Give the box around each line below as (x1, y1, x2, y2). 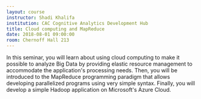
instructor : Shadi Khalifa (6, 15, 75, 21)
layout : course (6, 9, 45, 15)
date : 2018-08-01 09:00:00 (6, 32, 75, 38)
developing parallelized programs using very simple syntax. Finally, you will (6, 80, 196, 87)
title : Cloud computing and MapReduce (6, 26, 105, 32)
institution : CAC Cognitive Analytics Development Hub (6, 20, 149, 26)
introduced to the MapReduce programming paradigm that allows (6, 73, 171, 80)
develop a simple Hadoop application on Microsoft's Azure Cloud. (6, 86, 172, 93)
